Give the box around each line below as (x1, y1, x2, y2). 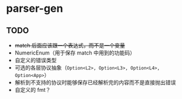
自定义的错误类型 (14, 57, 57, 63)
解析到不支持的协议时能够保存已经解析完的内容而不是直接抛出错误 (14, 79, 176, 86)
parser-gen (6, 2, 63, 15)
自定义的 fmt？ (14, 87, 51, 93)
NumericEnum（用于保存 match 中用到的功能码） (14, 49, 135, 56)
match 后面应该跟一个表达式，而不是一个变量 (14, 42, 126, 49)
